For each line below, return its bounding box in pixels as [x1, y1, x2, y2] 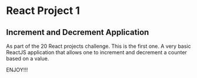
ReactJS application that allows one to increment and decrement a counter [6, 49, 187, 56]
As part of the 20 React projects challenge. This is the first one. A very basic [6, 42, 191, 49]
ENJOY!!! [6, 66, 28, 73]
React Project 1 [6, 4, 81, 17]
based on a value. [6, 55, 49, 62]
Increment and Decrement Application [6, 27, 149, 37]
